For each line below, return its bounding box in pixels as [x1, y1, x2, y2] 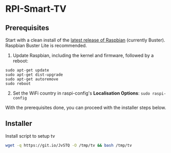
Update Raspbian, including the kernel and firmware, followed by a [12, 52, 154, 58]
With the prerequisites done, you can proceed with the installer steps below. [5, 104, 166, 111]
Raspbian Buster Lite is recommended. [5, 42, 87, 49]
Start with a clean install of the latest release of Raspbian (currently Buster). [5, 37, 165, 43]
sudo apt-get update [5, 68, 50, 73]
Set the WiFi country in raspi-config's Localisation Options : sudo [12, 90, 150, 96]
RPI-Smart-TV [5, 3, 67, 15]
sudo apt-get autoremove [5, 77, 59, 82]
